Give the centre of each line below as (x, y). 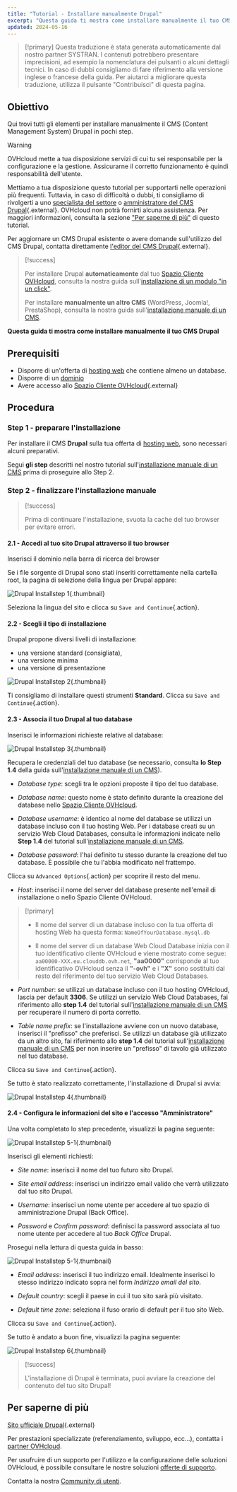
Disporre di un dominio (51, 378)
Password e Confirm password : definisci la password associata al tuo (119, 1226)
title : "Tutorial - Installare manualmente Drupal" (85, 14)
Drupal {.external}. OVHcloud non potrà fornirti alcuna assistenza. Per (108, 210)
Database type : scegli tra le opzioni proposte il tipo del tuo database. (118, 783)
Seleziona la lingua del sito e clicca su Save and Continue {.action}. (103, 607)
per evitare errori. (50, 527)
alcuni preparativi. (34, 450)
